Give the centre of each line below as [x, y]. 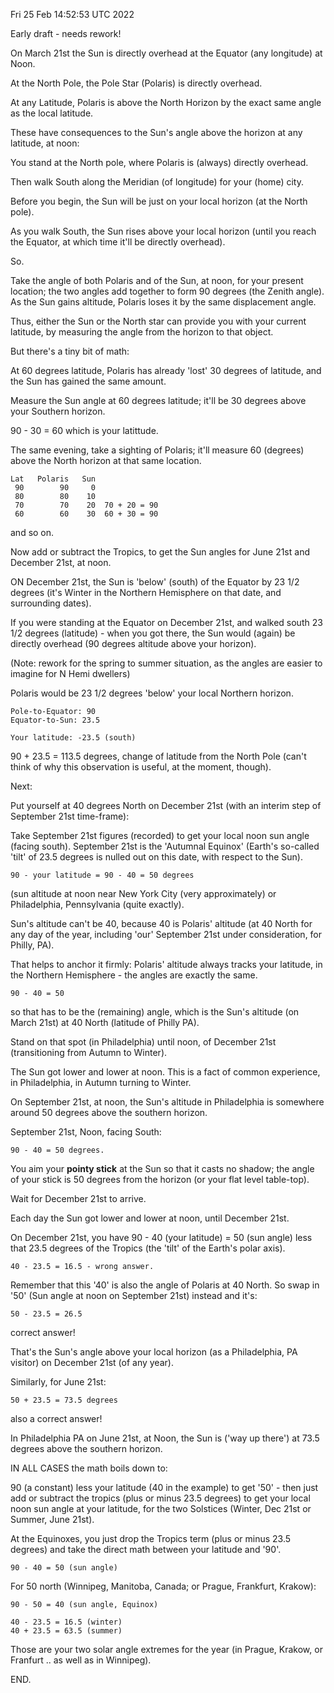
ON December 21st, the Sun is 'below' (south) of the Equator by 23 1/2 [155, 582]
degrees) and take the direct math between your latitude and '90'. [146, 1549]
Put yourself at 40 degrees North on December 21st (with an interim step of [166, 805]
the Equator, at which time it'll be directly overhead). [118, 242]
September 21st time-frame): [70, 816]
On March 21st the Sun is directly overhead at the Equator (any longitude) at [166, 53]
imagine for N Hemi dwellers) [70, 673]
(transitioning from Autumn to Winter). [89, 1052]
